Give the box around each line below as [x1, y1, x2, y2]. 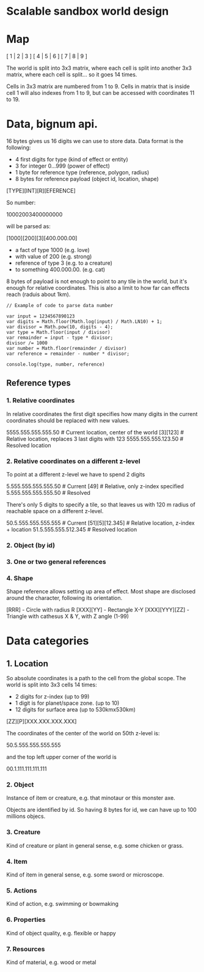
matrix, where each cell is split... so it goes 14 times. [6, 71, 137, 78]
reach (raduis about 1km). [6, 291, 71, 298]
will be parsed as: [6, 223, 51, 230]
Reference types [6, 378, 71, 388]
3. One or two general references [6, 557, 106, 566]
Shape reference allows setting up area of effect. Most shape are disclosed [6, 588, 195, 595]
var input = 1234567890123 [6, 313, 75, 319]
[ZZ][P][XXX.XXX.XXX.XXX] [6, 718, 77, 725]
